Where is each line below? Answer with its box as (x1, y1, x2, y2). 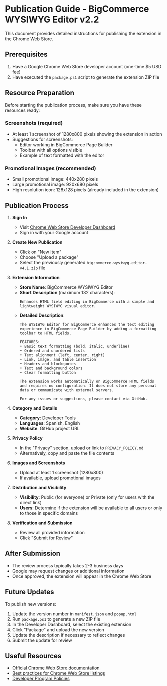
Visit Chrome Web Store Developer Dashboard (19, 224, 116, 230)
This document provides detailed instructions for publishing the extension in (5, 30, 162, 36)
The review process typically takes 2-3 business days (12, 562, 123, 568)
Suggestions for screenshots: (12, 136, 73, 142)
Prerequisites (5, 50, 48, 59)
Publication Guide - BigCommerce (5, 3, 149, 15)
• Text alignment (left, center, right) (19, 352, 105, 358)
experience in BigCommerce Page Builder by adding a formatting (19, 326, 157, 331)
